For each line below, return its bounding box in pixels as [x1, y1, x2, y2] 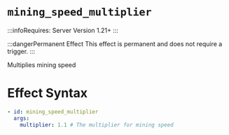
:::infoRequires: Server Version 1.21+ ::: [7, 26, 119, 34]
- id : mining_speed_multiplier [7, 108, 99, 115]
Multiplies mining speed [7, 60, 76, 69]
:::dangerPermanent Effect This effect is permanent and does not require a [7, 39, 223, 48]
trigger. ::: [7, 47, 36, 55]
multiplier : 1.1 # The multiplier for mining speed [20, 121, 174, 128]
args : [13, 115, 30, 122]
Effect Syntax [7, 85, 88, 101]
